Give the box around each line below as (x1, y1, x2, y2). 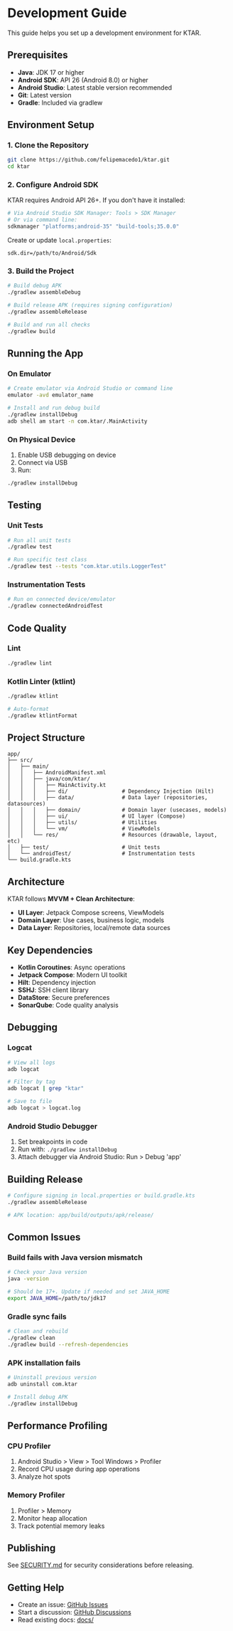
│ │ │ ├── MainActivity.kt (7, 781, 107, 789)
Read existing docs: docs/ (17, 1615, 94, 1624)
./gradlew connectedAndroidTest (7, 603, 103, 610)
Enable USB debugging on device (17, 450, 116, 460)
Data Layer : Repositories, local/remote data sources (17, 924, 170, 932)
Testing (7, 500, 42, 512)
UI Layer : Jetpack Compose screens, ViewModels (17, 909, 165, 917)
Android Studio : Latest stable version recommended (17, 83, 173, 92)
